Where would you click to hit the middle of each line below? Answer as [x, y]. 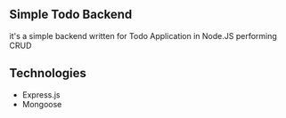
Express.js [41, 94]
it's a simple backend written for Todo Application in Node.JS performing [143, 35]
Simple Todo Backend [71, 15]
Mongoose [42, 104]
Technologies [48, 73]
